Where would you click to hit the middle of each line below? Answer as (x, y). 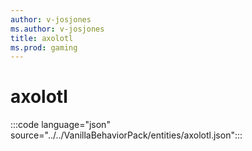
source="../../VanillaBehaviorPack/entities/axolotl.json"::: (126, 135)
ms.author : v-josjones (57, 29)
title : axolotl (42, 38)
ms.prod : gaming (44, 47)
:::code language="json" (60, 125)
